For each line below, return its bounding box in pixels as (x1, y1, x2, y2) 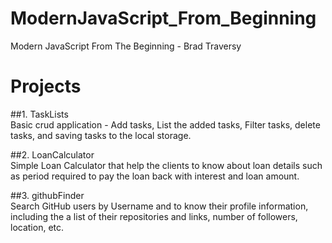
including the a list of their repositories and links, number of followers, (10, 210, 298, 222)
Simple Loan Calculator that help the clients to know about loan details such (10, 159, 323, 171)
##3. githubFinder (10, 189, 85, 201)
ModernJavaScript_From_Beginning (10, 7, 317, 30)
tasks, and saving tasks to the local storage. (10, 129, 192, 141)
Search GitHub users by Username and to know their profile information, (10, 200, 309, 212)
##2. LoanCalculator (10, 148, 95, 161)
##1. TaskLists (10, 108, 69, 120)
